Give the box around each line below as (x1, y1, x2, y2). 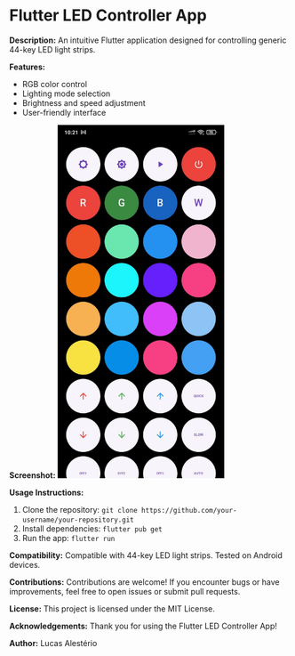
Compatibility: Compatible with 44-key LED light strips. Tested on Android (9, 549, 283, 561)
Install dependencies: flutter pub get (21, 522, 163, 534)
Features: (9, 61, 46, 72)
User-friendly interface (21, 107, 107, 117)
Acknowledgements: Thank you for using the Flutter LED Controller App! (9, 620, 278, 631)
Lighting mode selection (21, 88, 111, 99)
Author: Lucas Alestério (9, 637, 98, 648)
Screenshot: (9, 469, 56, 481)
